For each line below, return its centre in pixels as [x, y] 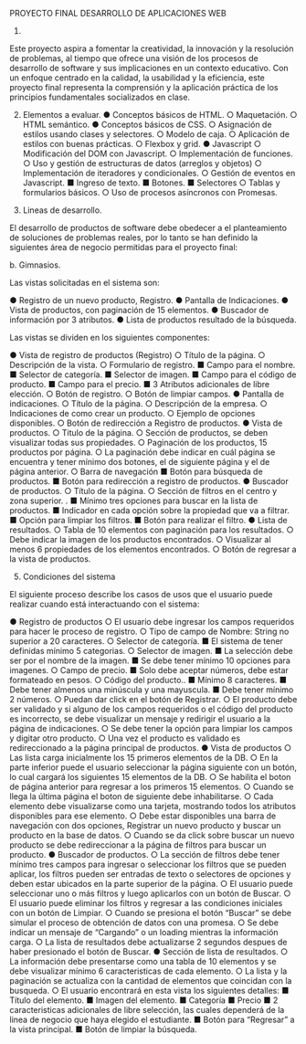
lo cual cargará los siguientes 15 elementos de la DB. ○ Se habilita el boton [150, 777]
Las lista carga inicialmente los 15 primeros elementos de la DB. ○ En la [144, 758]
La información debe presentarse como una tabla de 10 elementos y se [143, 961]
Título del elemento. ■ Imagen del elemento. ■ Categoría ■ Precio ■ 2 [144, 1000]
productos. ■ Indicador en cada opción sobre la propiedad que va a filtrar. [150, 510]
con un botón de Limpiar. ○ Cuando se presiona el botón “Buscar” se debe [151, 913]
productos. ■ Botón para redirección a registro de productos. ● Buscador [149, 481]
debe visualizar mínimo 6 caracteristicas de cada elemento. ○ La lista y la [148, 971]
